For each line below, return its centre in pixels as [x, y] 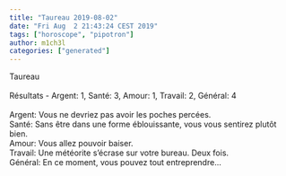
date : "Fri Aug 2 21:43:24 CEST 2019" [84, 26]
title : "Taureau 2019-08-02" [64, 18]
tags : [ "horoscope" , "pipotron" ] [72, 34]
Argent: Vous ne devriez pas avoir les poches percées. [110, 115]
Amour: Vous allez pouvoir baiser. [71, 144]
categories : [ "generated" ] [60, 51]
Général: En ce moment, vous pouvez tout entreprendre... [115, 163]
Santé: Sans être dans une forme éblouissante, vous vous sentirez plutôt [143, 124]
